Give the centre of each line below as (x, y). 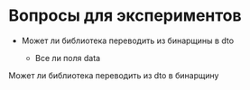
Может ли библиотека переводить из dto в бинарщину (114, 75)
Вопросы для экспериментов (125, 16)
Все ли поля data (68, 58)
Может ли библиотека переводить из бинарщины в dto (128, 40)
